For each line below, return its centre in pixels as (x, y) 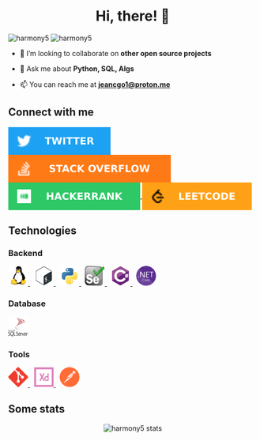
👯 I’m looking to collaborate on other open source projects (115, 53)
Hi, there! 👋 (133, 16)
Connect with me (51, 113)
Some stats (37, 409)
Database (27, 303)
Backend (26, 254)
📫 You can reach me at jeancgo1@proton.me (95, 84)
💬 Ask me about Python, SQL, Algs (77, 68)
